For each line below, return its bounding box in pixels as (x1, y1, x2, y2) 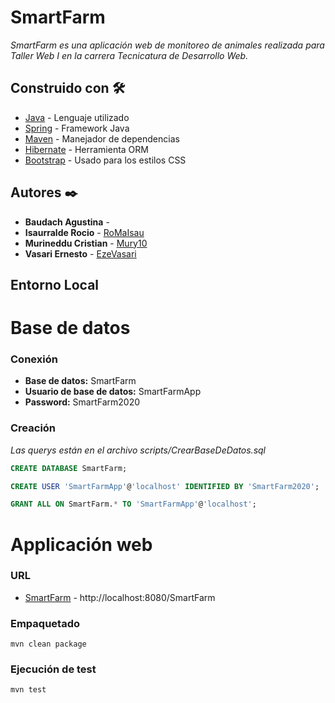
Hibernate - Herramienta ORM (24, 143, 149, 155)
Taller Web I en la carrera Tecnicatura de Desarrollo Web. (10, 49, 249, 61)
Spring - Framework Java (24, 122, 130, 134)
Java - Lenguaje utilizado (24, 111, 130, 123)
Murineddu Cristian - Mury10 (24, 237, 148, 249)
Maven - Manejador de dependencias (24, 132, 180, 145)
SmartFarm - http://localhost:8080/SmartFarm (24, 591, 216, 603)
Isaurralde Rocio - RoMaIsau (24, 226, 145, 238)
